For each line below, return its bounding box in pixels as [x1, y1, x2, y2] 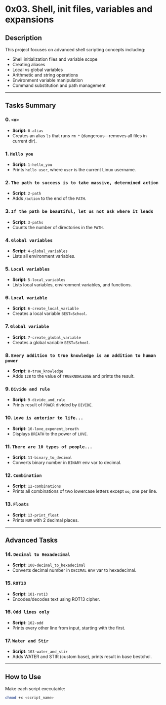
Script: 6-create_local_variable [12, 305, 79, 312]
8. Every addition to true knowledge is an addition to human [5, 352, 156, 358]
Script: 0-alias [12, 127, 43, 133]
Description [5, 34, 42, 42]
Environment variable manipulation [12, 78, 83, 83]
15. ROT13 [5, 580, 26, 587]
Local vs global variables [12, 67, 63, 73]
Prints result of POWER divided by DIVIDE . [12, 402, 93, 408]
